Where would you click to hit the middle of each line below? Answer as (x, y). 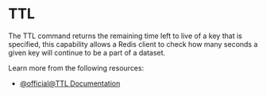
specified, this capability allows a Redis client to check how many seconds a (133, 44)
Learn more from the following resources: (76, 67)
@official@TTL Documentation (70, 83)
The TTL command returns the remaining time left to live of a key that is (125, 36)
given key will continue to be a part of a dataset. (87, 52)
